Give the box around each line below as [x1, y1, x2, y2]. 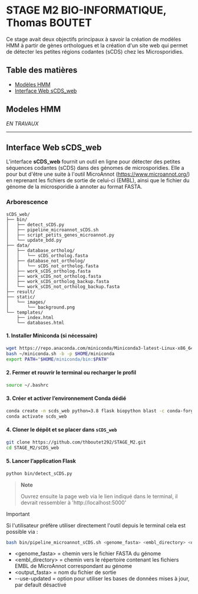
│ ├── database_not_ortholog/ [6, 258, 85, 264]
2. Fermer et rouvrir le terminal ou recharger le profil [6, 369, 137, 376]
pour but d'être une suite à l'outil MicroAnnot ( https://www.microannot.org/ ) [6, 170, 190, 178]
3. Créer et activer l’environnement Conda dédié [6, 395, 127, 402]
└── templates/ [6, 309, 44, 316]
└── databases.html [16, 320, 65, 326]
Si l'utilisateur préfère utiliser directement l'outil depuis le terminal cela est [6, 521, 186, 529]
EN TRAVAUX [6, 120, 39, 127]
